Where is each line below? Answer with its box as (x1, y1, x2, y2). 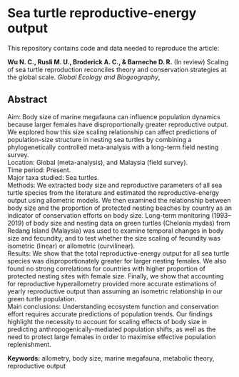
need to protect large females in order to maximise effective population (7, 332, 216, 341)
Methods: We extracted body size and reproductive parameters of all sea (7, 181, 223, 189)
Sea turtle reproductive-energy (7, 5, 197, 21)
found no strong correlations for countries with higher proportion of (7, 264, 205, 273)
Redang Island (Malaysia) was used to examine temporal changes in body (7, 226, 224, 235)
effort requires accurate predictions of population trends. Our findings (7, 309, 213, 318)
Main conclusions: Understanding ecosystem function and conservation (7, 302, 219, 311)
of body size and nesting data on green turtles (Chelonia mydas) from (25, 218, 230, 227)
